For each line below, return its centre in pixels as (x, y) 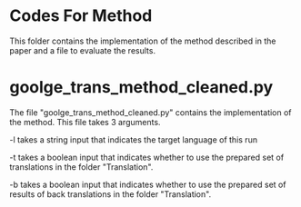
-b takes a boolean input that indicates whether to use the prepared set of (148, 184)
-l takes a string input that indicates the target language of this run (133, 139)
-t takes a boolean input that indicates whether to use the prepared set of (147, 157)
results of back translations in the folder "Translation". (110, 194)
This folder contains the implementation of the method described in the (143, 41)
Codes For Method (81, 16)
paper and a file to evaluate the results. (83, 50)
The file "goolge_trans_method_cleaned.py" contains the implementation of (151, 112)
